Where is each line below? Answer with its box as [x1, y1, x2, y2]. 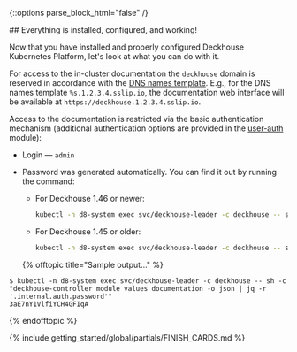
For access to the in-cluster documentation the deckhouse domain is [9, 68, 255, 79]
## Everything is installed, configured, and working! [9, 25, 197, 34]
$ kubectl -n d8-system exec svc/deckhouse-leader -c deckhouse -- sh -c [9, 276, 287, 286]
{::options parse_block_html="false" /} [9, 8, 148, 18]
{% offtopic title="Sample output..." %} [21, 259, 164, 270]
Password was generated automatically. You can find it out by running [21, 167, 277, 177]
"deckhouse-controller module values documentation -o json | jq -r [9, 284, 267, 293]
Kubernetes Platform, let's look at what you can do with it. [9, 51, 220, 61]
